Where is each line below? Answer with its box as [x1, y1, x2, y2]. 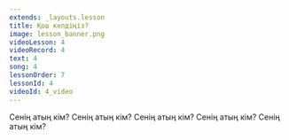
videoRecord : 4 [9, 46, 66, 55]
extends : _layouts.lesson [9, 12, 105, 22]
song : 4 [9, 63, 38, 72]
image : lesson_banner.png [9, 29, 105, 38]
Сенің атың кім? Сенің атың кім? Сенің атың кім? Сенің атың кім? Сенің [9, 112, 281, 122]
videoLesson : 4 [9, 37, 66, 47]
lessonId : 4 [9, 79, 53, 88]
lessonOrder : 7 [9, 71, 66, 80]
